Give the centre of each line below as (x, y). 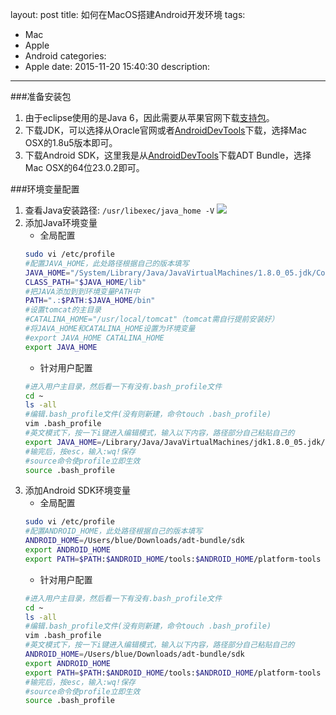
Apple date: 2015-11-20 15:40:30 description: (117, 66)
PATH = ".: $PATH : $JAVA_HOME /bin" (90, 301)
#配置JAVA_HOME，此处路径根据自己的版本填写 (107, 263)
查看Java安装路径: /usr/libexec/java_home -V (119, 210)
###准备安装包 (41, 96)
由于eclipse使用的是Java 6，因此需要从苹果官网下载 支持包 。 (149, 117)
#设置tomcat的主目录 (63, 310)
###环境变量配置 (45, 189)
